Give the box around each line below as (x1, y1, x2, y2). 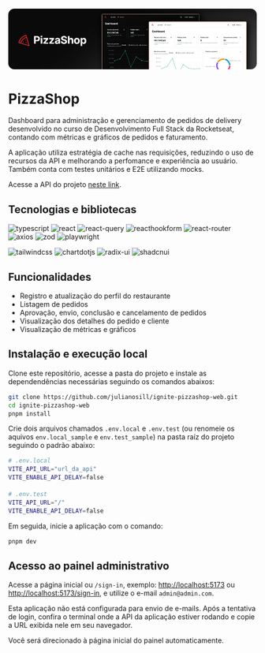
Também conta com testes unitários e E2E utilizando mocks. (8, 165, 204, 174)
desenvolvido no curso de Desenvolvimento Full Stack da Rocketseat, (8, 124, 235, 134)
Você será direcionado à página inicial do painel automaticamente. (8, 636, 225, 645)
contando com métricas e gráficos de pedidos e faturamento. (8, 132, 208, 142)
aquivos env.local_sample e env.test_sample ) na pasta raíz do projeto (8, 432, 235, 442)
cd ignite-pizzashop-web (8, 401, 90, 409)
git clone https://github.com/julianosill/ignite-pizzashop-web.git (8, 393, 238, 401)
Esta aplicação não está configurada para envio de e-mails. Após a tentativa (8, 604, 256, 614)
